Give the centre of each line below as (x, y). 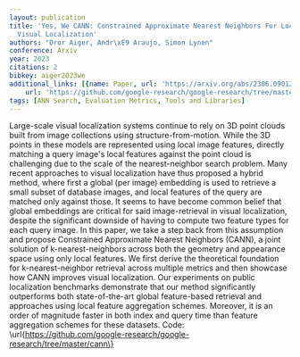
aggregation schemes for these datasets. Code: (97, 325)
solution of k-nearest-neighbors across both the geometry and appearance (147, 249)
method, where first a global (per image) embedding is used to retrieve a (143, 183)
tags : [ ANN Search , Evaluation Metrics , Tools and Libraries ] (127, 100)
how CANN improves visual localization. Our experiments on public (133, 278)
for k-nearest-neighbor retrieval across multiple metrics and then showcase (148, 268)
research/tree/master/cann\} (62, 344)
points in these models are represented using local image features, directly (147, 145)
